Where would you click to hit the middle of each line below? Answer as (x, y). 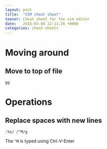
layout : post (19, 10)
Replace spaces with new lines (54, 120)
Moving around (37, 53)
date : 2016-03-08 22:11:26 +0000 (42, 24)
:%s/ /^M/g (16, 132)
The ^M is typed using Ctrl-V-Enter (40, 141)
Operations (29, 102)
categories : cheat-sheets (32, 28)
